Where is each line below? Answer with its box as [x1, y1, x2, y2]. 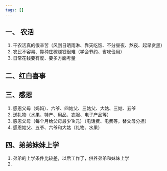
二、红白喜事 [5, 71, 46, 80]
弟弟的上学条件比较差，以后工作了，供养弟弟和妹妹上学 [12, 155, 129, 161]
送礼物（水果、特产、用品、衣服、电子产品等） [12, 111, 111, 118]
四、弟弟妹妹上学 [5, 141, 59, 149]
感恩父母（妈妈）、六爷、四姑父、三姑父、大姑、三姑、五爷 [12, 105, 136, 111]
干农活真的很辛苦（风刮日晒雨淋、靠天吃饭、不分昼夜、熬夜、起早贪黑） [12, 42, 165, 49]
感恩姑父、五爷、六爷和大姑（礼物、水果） [12, 124, 103, 131]
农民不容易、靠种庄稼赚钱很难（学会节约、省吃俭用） [12, 49, 125, 55]
